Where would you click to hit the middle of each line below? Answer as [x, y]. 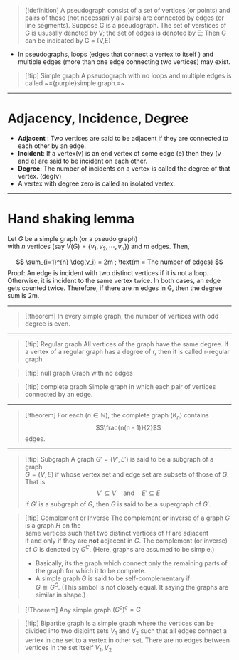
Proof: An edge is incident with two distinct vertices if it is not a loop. [108, 272]
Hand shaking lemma [71, 219]
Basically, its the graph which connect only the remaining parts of [131, 563]
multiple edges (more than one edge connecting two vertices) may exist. [124, 62]
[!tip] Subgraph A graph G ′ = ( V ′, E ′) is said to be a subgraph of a [119, 459]
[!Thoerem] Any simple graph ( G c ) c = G [83, 609]
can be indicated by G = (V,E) [68, 41]
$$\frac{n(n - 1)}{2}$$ [128, 428]
